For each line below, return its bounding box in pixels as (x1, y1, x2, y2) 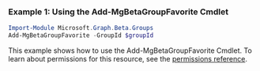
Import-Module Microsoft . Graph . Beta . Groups (8, 24, 154, 32)
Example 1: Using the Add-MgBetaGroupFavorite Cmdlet (8, 6, 229, 17)
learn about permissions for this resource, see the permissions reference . (8, 54, 247, 64)
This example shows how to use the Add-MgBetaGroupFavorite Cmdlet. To (8, 46, 253, 55)
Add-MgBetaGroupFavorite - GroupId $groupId (8, 32, 154, 39)
